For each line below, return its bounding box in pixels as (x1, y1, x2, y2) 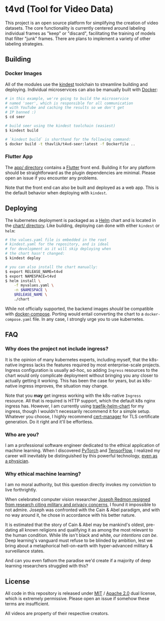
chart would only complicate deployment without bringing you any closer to (5, 372, 159, 378)
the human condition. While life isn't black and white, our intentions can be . (5, 532, 158, 538)
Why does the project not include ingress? (5, 345, 109, 352)
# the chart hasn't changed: (5, 251, 65, 256)
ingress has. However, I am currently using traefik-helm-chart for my (5, 403, 144, 409)
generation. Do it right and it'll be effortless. (5, 419, 94, 425)
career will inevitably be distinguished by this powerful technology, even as (5, 452, 158, 458)
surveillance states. (5, 548, 45, 554)
